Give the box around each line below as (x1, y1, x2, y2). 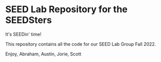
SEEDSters (5, 14, 52, 26)
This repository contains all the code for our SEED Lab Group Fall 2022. (5, 41, 156, 47)
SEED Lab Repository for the (5, 4, 128, 15)
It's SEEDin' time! (5, 31, 42, 37)
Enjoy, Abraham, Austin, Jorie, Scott (5, 51, 82, 57)
